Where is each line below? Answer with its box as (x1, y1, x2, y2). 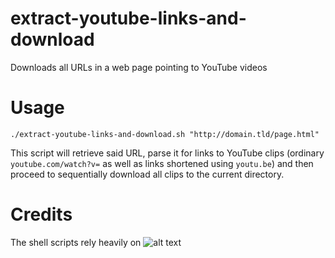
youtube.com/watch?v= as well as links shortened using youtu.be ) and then (10, 157, 314, 169)
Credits (10, 203, 73, 226)
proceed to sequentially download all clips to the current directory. (10, 168, 285, 180)
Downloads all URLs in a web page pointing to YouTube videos (10, 61, 268, 73)
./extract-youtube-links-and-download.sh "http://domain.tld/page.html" (10, 129, 320, 139)
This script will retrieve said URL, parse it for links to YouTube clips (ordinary (10, 147, 325, 159)
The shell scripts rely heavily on (10, 236, 142, 248)
